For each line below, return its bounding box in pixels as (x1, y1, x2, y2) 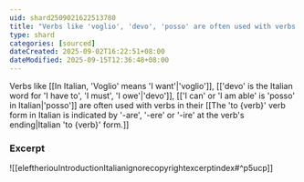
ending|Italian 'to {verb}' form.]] (9, 119, 130, 130)
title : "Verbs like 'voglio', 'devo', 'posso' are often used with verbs (9, 22, 297, 31)
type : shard (9, 30, 55, 39)
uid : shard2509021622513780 (9, 13, 117, 23)
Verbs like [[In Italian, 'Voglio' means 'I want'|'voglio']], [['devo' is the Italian (9, 81, 294, 91)
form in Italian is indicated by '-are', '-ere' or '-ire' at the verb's (9, 110, 245, 120)
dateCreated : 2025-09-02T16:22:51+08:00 (9, 47, 166, 56)
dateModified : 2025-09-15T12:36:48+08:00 (9, 56, 170, 65)
